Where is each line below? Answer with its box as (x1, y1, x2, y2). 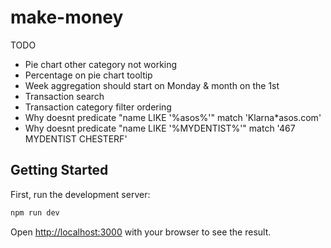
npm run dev (10, 207, 60, 218)
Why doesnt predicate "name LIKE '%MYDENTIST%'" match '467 (24, 122, 296, 134)
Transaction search (24, 90, 105, 102)
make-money (10, 6, 124, 29)
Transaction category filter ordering (24, 101, 172, 113)
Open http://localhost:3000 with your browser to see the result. (10, 226, 272, 238)
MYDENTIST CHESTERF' (24, 132, 128, 145)
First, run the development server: (10, 188, 151, 200)
